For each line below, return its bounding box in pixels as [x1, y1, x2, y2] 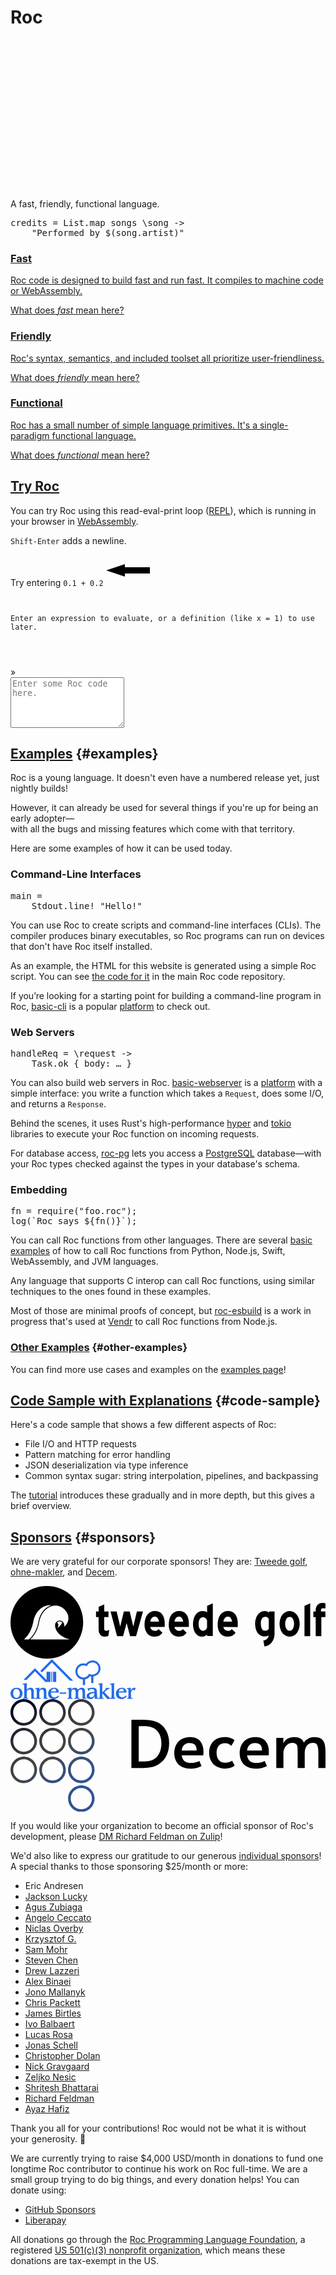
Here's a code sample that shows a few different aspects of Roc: [10, 1419, 277, 1431]
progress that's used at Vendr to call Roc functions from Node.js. [10, 1316, 278, 1328]
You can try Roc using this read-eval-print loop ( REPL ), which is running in [10, 504, 317, 516]
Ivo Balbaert [24, 2018, 75, 2030]
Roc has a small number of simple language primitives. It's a [10, 419, 258, 431]
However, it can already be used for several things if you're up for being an [10, 802, 319, 814]
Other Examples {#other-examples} [10, 1341, 188, 1355]
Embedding [10, 1182, 68, 1196]
